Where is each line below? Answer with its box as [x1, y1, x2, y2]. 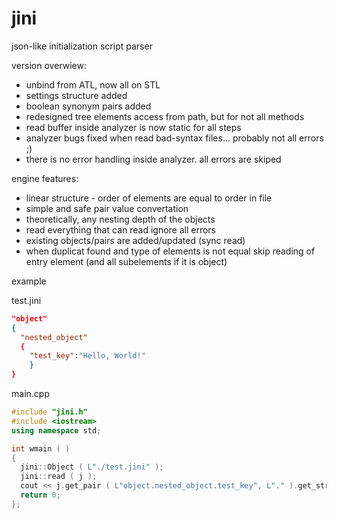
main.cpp [11, 388, 50, 400]
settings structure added [25, 89, 128, 101]
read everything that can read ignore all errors [25, 223, 217, 236]
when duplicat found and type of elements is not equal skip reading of [25, 245, 316, 257]
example [11, 275, 47, 287]
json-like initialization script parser [11, 40, 153, 52]
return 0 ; [20, 490, 61, 501]
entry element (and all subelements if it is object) [25, 255, 228, 267]
